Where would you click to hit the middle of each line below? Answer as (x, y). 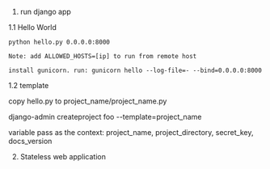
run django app (45, 12)
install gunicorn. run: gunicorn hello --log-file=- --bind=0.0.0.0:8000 (135, 70)
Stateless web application (63, 156)
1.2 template (29, 85)
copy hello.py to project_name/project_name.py (88, 101)
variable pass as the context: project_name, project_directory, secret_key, (131, 132)
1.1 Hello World (32, 27)
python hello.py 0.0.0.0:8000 (59, 42)
